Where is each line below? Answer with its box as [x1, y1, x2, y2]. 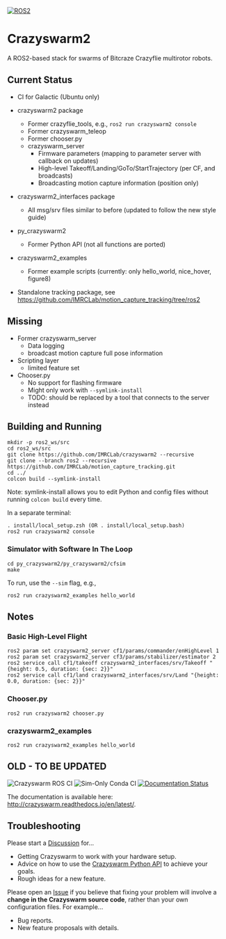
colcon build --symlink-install [7, 475, 101, 483]
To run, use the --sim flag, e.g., [7, 578, 97, 587]
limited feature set [27, 363, 80, 372]
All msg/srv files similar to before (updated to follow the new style [27, 205, 217, 214]
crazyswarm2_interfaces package [17, 192, 115, 200]
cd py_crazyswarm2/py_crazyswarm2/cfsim [7, 560, 127, 567]
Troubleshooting [7, 820, 81, 832]
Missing [7, 315, 43, 327]
